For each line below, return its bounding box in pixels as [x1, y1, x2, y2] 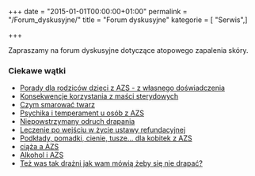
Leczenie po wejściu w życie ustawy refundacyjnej [19, 125, 186, 135]
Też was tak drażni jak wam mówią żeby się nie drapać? [19, 159, 204, 168]
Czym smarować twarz [19, 100, 95, 110]
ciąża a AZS [19, 142, 59, 152]
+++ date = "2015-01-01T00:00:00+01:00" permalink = [8, 7, 188, 16]
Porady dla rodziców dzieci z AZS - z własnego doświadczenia [19, 83, 226, 93]
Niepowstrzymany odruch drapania [19, 117, 135, 126]
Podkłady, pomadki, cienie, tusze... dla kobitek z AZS [19, 133, 192, 143]
